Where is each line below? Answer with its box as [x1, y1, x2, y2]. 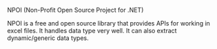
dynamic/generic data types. [7, 34, 90, 42]
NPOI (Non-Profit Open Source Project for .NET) [7, 6, 144, 14]
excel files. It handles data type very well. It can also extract [7, 27, 177, 35]
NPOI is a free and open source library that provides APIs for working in [7, 19, 210, 27]
